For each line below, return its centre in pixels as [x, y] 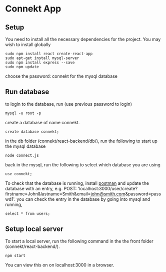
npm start [15, 255]
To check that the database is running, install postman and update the [77, 183]
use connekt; [19, 174]
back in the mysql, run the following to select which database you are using [83, 165]
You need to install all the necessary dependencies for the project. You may [83, 39]
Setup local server [34, 229]
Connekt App [33, 9]
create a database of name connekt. [42, 122]
